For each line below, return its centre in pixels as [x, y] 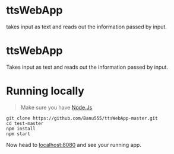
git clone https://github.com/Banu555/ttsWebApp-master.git [82, 118]
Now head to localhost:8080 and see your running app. [74, 145]
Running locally [45, 91]
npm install [21, 129]
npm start [18, 134]
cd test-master [25, 123]
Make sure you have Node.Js [56, 107]
